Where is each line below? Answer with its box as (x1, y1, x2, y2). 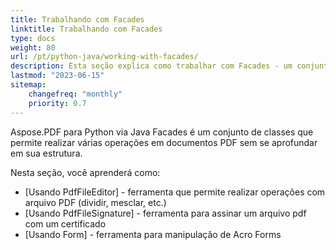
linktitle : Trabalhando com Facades (10, 24, 163, 34)
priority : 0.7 (28, 98, 87, 108)
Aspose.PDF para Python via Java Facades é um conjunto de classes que (10, 126, 314, 138)
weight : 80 (10, 42, 56, 53)
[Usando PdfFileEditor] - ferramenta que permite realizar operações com (24, 186, 326, 198)
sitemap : (10, 80, 47, 90)
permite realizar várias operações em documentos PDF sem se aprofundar (10, 136, 318, 148)
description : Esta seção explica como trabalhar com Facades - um (10, 61, 293, 71)
